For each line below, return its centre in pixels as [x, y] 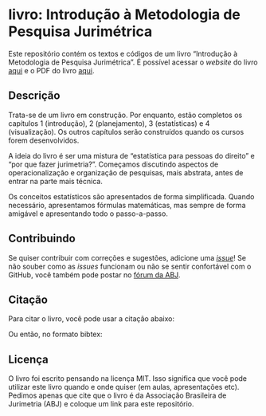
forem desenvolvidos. [44, 140]
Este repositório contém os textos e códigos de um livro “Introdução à [123, 53]
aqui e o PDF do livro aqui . [51, 70]
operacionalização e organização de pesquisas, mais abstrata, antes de [126, 172]
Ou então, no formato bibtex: [55, 334]
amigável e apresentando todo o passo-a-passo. [88, 214]
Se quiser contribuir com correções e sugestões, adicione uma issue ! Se [127, 257]
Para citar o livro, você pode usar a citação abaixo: [92, 319]
